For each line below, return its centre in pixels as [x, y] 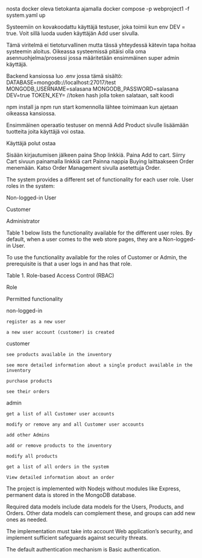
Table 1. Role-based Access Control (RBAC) [60, 275]
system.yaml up [26, 15]
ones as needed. [27, 520]
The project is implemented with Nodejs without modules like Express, [93, 488]
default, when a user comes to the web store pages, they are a [84, 239]
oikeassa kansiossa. [31, 113]
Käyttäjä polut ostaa [31, 143]
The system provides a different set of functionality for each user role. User [100, 180]
